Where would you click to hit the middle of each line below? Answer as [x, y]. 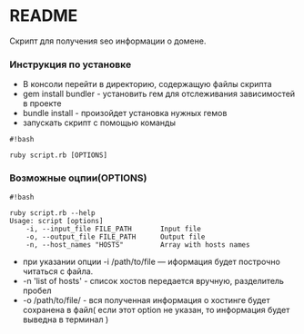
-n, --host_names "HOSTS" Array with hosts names [138, 245]
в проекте [42, 103]
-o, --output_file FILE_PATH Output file [116, 237]
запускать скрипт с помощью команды [99, 123]
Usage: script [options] [56, 221]
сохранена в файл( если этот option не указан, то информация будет [156, 309]
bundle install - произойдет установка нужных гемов [125, 113]
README [44, 16]
